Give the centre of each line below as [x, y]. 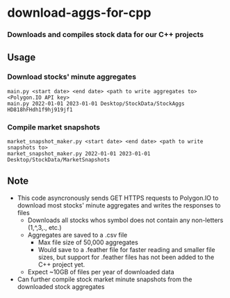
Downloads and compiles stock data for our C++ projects [105, 35]
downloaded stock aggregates [61, 286]
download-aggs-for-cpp [79, 13]
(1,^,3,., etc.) [44, 227]
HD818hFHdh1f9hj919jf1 [40, 109]
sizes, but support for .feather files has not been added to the [126, 257]
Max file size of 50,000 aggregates [88, 242]
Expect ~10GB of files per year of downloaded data [101, 272]
